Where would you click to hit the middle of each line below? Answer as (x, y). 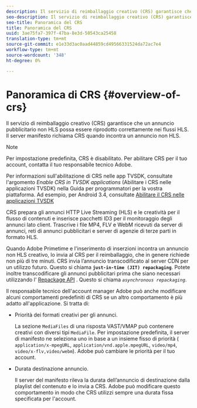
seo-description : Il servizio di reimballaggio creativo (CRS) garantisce (99, 17)
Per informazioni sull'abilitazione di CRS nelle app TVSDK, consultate (89, 176)
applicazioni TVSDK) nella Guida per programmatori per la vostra (84, 189)
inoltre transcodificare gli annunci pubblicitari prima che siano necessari (93, 274)
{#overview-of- (142, 95)
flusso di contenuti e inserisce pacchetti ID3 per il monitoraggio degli (89, 219)
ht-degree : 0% (23, 60)
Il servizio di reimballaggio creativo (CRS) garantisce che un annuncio (90, 123)
